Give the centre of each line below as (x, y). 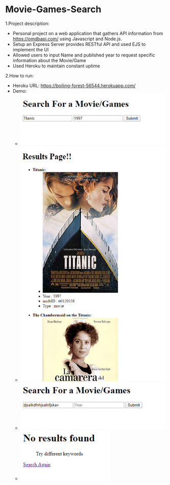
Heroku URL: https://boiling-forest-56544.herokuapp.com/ (74, 86)
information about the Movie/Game (49, 60)
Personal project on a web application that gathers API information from (88, 33)
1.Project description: (27, 23)
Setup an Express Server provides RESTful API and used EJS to (79, 44)
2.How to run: (20, 75)
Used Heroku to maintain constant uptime (56, 66)
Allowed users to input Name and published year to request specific (84, 55)
